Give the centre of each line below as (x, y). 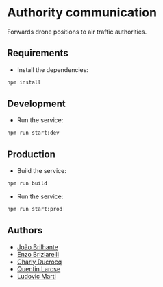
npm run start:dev (33, 133)
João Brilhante (37, 247)
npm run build (27, 183)
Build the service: (41, 171)
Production (32, 154)
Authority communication (82, 13)
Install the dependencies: (53, 69)
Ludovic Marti (36, 276)
